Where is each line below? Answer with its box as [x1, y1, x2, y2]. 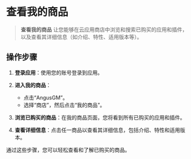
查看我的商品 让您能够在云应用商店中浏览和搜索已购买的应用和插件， [20, 26, 187, 33]
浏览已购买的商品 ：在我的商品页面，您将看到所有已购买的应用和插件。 [14, 114, 186, 121]
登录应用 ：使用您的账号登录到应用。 [14, 69, 103, 76]
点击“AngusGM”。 [23, 94, 68, 101]
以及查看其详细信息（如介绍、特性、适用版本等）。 [20, 33, 143, 40]
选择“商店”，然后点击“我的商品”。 [23, 101, 106, 108]
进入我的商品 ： [14, 81, 51, 88]
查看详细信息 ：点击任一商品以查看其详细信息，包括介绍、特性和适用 [14, 126, 180, 133]
